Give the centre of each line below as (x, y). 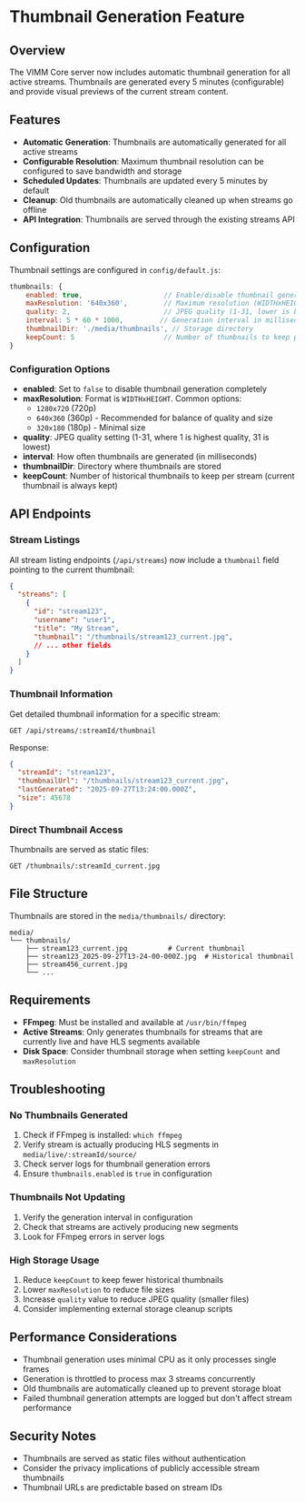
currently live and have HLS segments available (111, 1041)
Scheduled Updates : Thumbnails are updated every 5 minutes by (145, 180)
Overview (38, 50)
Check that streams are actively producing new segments (130, 1226)
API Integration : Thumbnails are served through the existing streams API (158, 219)
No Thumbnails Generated (69, 1115)
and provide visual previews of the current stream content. (119, 91)
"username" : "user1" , (74, 620)
